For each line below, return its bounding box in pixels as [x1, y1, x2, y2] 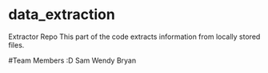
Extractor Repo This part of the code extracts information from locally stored [8, 32, 261, 41]
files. [8, 40, 25, 49]
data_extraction [8, 6, 116, 24]
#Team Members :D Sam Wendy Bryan [8, 56, 137, 65]
